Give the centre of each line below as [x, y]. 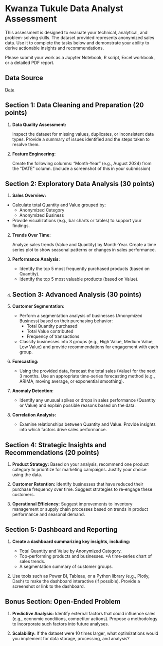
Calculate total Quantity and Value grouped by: [59, 205]
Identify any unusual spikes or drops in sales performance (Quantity [87, 400]
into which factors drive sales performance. [63, 430]
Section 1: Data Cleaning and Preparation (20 [74, 105]
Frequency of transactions [53, 336]
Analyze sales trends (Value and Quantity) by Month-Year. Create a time [84, 245]
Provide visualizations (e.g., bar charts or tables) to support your [77, 221]
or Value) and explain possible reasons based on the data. [78, 405]
